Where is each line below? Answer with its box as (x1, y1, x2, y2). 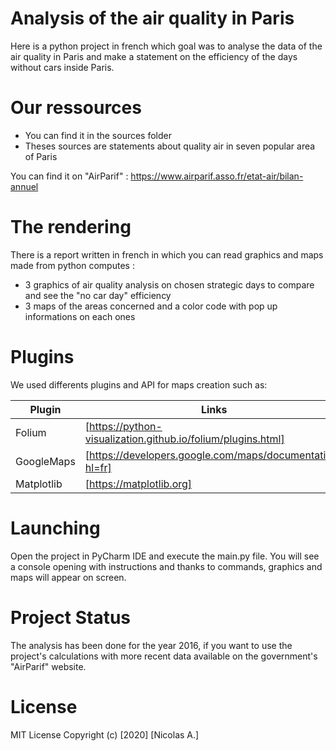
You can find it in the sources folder (24, 129, 173, 141)
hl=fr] (84, 460, 112, 474)
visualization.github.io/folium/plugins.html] (84, 432, 285, 446)
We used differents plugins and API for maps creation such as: (10, 378, 268, 391)
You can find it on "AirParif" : (10, 170, 129, 182)
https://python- (89, 419, 163, 433)
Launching (10, 517, 101, 539)
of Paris (24, 150, 58, 162)
